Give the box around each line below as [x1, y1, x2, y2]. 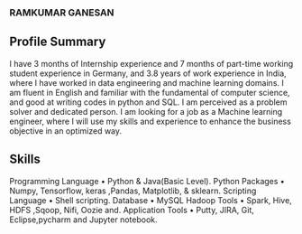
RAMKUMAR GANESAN [9, 6, 114, 19]
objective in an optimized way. [9, 125, 123, 136]
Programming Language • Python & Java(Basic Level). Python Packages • [9, 175, 286, 186]
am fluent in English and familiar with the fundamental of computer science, [9, 87, 290, 98]
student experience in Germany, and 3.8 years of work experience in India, [9, 68, 287, 79]
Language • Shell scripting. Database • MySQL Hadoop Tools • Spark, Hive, [9, 194, 293, 205]
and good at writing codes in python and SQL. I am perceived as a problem [9, 97, 288, 108]
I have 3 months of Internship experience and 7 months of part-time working [9, 58, 294, 69]
